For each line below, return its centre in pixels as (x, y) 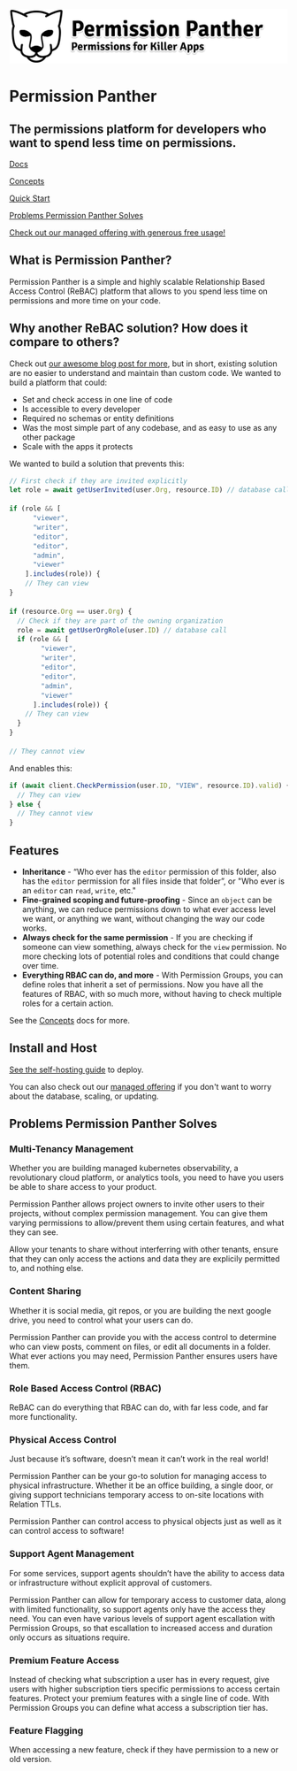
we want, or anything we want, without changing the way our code (143, 918)
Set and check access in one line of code (97, 399)
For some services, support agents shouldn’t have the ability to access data (147, 1573)
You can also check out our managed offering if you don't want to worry (141, 1086)
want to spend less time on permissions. (123, 143)
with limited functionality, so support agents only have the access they (137, 1609)
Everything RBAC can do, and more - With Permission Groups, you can (152, 975)
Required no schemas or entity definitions (98, 418)
